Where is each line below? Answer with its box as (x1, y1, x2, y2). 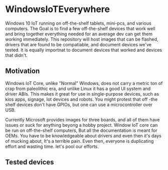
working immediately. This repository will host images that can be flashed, (5, 36, 158, 42)
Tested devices (5, 158, 54, 166)
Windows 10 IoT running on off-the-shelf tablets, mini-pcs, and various (5, 20, 151, 26)
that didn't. (5, 52, 28, 58)
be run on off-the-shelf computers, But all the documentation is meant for (5, 127, 157, 133)
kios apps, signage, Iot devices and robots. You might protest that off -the (5, 96, 158, 102)
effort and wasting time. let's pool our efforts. (5, 143, 99, 149)
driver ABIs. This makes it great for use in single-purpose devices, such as (5, 91, 159, 97)
